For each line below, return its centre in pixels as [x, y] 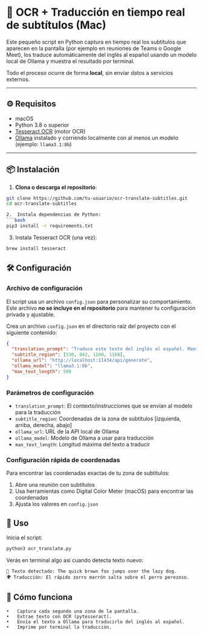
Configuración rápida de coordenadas [63, 460]
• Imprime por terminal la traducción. [59, 627]
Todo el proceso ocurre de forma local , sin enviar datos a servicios [90, 72]
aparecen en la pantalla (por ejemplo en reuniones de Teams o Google [94, 48]
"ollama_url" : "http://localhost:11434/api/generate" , [82, 361]
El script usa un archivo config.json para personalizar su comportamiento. [99, 301]
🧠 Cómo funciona [39, 597]
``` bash [16, 220]
